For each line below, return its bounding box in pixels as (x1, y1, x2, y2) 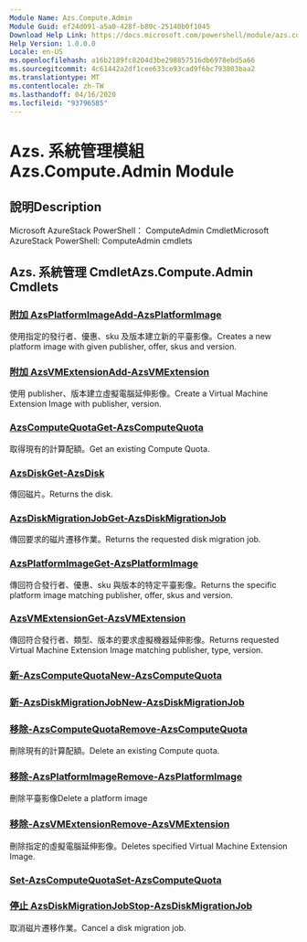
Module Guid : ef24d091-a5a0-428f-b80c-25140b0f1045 (9, 22, 210, 31)
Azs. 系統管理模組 (9, 141, 144, 161)
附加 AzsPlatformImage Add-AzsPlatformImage (9, 308, 222, 321)
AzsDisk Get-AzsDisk (9, 466, 105, 479)
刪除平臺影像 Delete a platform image (9, 793, 148, 804)
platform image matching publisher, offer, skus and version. (9, 589, 233, 600)
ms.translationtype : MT (9, 73, 101, 82)
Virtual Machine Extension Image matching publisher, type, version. (9, 644, 263, 655)
